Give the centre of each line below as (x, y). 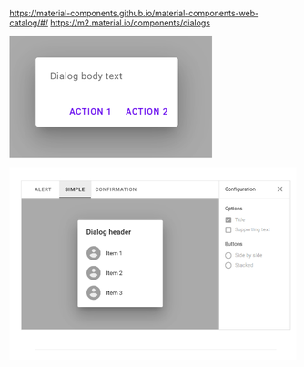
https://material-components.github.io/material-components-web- (134, 13)
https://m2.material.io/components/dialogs (130, 23)
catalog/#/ (29, 23)
